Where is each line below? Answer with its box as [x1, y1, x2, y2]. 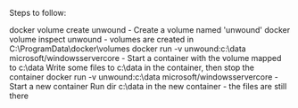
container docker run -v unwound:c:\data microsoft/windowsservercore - [9, 72, 278, 82]
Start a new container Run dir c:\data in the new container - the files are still [9, 81, 287, 91]
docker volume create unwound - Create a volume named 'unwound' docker [9, 25, 291, 35]
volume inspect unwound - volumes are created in [9, 35, 195, 44]
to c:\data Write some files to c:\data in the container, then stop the [9, 62, 254, 73]
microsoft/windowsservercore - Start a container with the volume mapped [9, 53, 282, 63]
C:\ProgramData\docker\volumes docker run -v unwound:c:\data [9, 43, 247, 54]
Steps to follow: [9, 8, 67, 18]
